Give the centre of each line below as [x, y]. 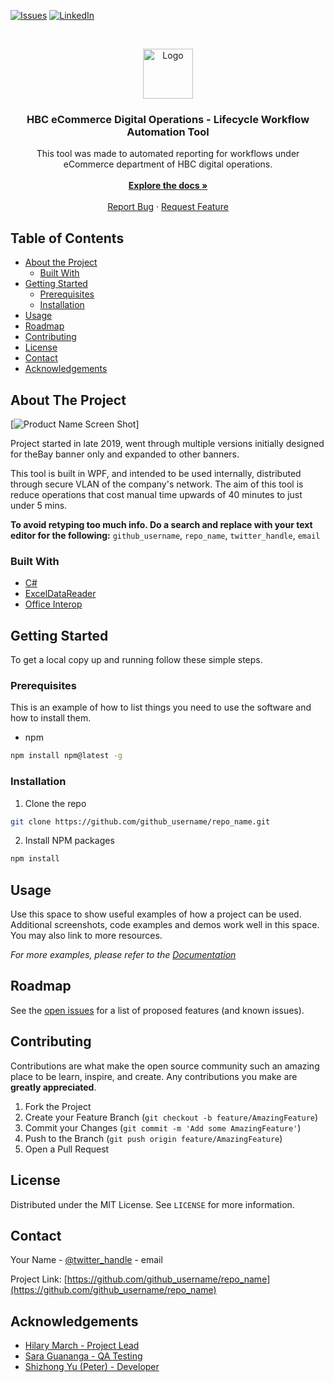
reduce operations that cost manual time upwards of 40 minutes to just [156, 494]
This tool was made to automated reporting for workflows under [168, 154]
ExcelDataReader [60, 594]
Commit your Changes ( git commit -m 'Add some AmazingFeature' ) [163, 1127]
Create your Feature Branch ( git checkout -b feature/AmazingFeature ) [171, 1117]
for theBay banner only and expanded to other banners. [125, 454]
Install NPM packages [69, 841]
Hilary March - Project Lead [82, 1346]
